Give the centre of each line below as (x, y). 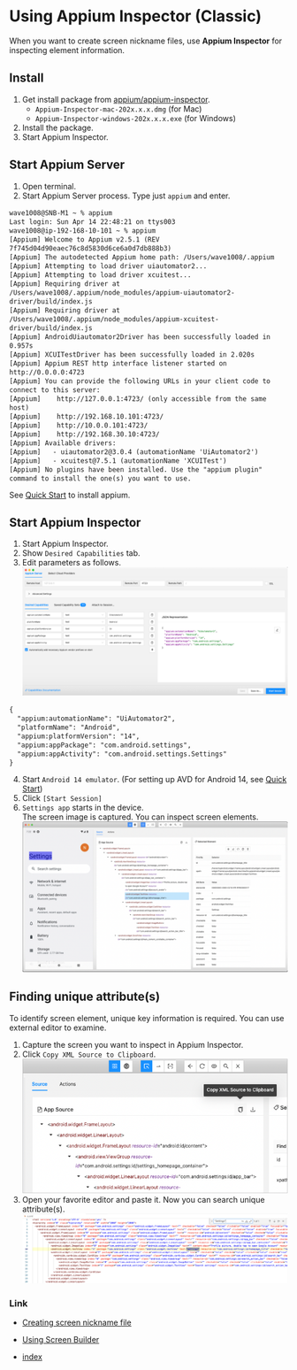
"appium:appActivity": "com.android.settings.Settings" (122, 754)
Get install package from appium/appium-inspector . (116, 99)
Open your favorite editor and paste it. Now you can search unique (143, 1200)
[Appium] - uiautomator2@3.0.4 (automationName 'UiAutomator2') (134, 452)
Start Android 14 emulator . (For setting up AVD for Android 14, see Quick (154, 780)
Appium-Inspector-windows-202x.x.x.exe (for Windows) (136, 118)
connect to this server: (55, 390)
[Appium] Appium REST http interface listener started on (118, 363)
